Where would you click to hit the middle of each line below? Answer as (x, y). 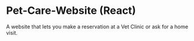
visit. (12, 32)
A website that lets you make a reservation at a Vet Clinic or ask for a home (97, 27)
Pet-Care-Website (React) (71, 11)
